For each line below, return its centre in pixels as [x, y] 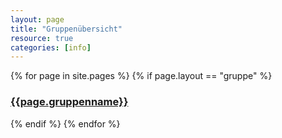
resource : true [42, 38]
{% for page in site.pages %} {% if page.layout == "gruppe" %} [141, 76]
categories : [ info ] [51, 47]
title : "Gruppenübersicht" [66, 29]
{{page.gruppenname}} [69, 102]
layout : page [37, 19]
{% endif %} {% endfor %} [65, 123]
